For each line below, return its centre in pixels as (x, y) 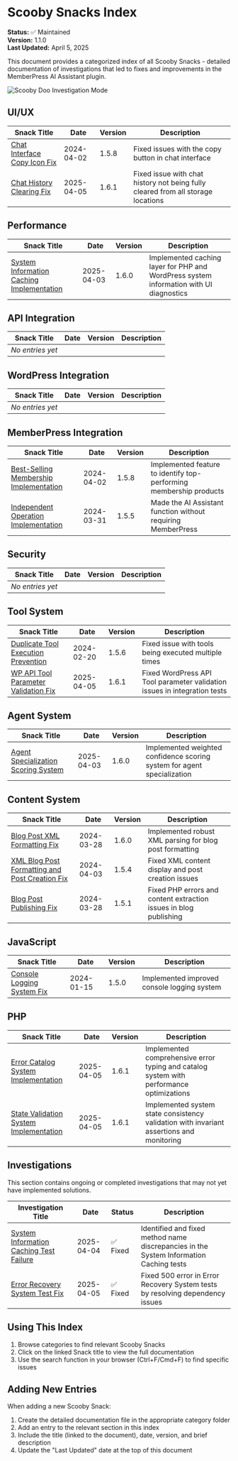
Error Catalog (33, 1062)
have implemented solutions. (49, 1190)
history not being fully (170, 182)
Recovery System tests (179, 1284)
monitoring (163, 1140)
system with (165, 1075)
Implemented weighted (184, 748)
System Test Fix (37, 1293)
